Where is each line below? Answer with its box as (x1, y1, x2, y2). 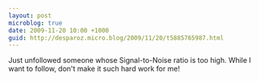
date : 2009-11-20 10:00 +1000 (8, 26, 110, 34)
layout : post (8, 11, 52, 20)
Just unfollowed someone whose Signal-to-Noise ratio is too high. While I (8, 56, 251, 65)
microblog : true (8, 19, 63, 27)
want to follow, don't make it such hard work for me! (8, 64, 180, 74)
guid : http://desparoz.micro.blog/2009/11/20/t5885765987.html (8, 33, 225, 42)
